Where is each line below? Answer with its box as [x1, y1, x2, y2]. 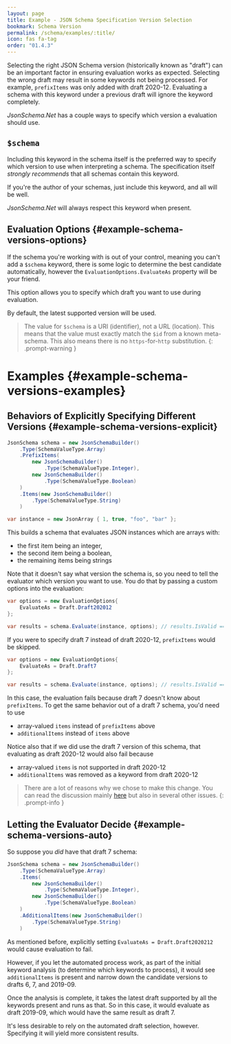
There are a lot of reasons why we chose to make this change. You [23, 784, 213, 792]
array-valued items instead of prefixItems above [16, 722, 156, 730]
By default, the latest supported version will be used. [7, 308, 157, 317]
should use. [7, 119, 41, 126]
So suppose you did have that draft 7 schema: [7, 847, 137, 856]
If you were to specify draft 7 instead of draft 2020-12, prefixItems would [7, 635, 216, 643]
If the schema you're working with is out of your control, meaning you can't [7, 252, 220, 261]
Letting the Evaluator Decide [7, 819, 132, 830]
